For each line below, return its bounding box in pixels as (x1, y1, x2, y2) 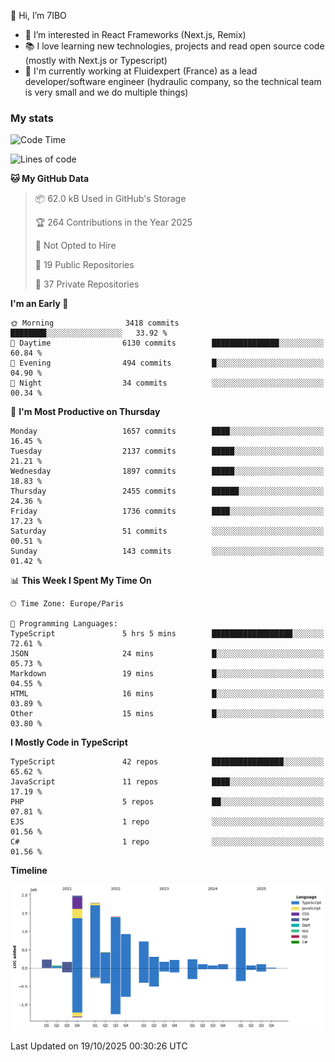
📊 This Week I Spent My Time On (10, 575, 152, 587)
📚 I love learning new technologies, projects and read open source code (24, 40, 325, 52)
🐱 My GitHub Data (10, 173, 90, 185)
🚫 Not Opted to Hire (34, 240, 117, 252)
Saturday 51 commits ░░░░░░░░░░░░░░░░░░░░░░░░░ (10, 526, 325, 537)
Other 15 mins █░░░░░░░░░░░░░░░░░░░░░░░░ (10, 709, 325, 719)
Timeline (10, 865, 48, 877)
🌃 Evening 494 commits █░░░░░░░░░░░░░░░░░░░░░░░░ (10, 358, 325, 369)
